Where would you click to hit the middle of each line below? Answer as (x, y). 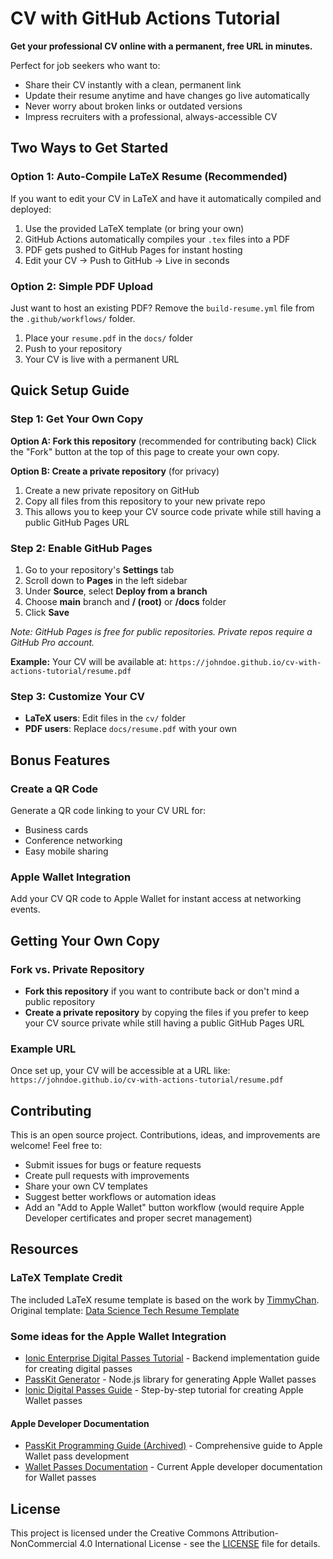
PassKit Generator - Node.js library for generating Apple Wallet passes (170, 1379)
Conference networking (73, 840)
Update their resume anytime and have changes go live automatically (167, 95)
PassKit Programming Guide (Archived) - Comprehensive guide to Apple (173, 1446)
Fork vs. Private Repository (77, 969)
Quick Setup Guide (70, 390)
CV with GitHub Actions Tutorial (145, 18)
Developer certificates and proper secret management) (138, 1218)
